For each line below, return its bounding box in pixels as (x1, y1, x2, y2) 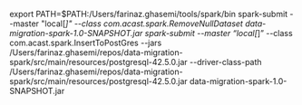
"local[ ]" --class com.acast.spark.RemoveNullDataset (40, 18, 243, 29)
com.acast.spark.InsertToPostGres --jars (9, 37, 162, 48)
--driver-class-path (189, 57, 262, 67)
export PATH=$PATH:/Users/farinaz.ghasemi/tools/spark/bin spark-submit (9, 9, 288, 19)
